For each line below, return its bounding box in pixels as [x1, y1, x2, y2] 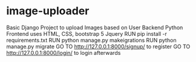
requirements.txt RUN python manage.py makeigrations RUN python [6, 36, 177, 44]
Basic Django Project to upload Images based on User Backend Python [6, 24, 183, 31]
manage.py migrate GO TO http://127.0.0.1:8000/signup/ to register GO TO [6, 43, 191, 50]
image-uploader [6, 4, 90, 18]
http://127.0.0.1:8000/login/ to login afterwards [6, 49, 121, 56]
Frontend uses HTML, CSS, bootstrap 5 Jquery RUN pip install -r [6, 30, 168, 37]
